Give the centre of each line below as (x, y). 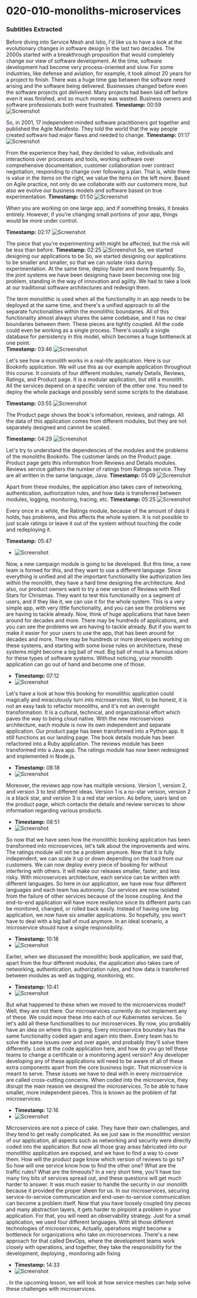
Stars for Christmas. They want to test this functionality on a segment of (94, 595)
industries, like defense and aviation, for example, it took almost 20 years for (99, 74)
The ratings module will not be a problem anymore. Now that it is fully (90, 852)
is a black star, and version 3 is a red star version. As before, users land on (96, 798)
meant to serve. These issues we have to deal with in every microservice (94, 1074)
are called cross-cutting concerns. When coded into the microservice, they (97, 1080)
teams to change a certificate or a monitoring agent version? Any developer (98, 1055)
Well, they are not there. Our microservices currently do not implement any (96, 1011)
